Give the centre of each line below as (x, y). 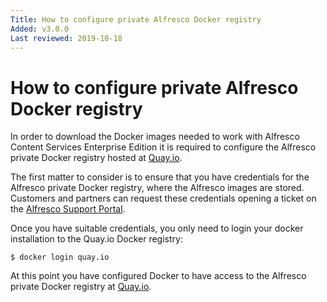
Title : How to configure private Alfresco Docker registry (136, 19)
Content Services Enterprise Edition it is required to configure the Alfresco (163, 147)
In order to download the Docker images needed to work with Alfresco (155, 137)
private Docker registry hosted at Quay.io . (96, 158)
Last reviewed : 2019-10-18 (66, 38)
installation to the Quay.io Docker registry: (96, 239)
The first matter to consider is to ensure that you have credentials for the (160, 177)
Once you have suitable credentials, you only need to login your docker (157, 228)
